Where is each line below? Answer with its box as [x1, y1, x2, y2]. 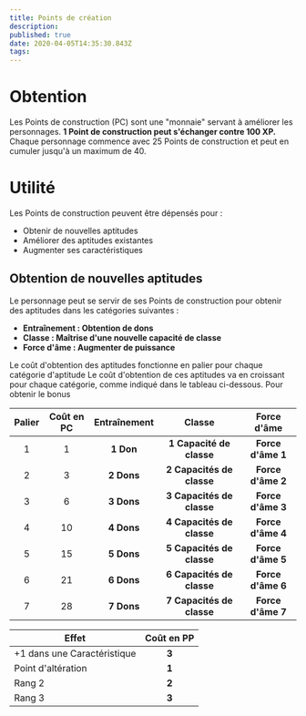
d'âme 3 [250, 500, 287, 513]
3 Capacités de [165, 489, 234, 502]
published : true [9, 30, 71, 39]
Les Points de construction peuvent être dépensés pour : [9, 208, 223, 219]
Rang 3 [14, 691, 46, 704]
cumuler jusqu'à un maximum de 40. [9, 146, 148, 157]
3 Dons [107, 495, 140, 507]
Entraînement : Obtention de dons [22, 322, 154, 333]
